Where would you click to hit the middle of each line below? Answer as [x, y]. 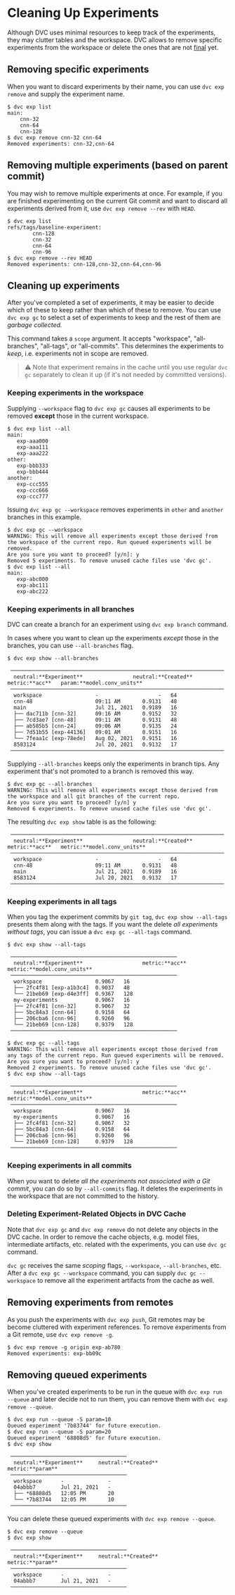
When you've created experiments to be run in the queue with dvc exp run [115, 1392]
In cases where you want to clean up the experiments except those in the [113, 637]
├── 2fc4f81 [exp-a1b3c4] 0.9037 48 [72, 988]
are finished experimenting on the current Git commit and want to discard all [117, 201]
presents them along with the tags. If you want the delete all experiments [113, 924]
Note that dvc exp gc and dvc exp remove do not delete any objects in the [113, 1229]
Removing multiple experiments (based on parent [117, 166]
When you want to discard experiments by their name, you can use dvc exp [116, 87]
